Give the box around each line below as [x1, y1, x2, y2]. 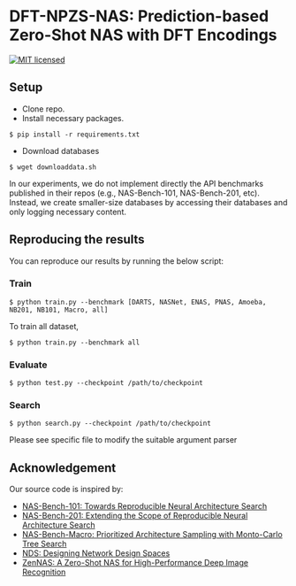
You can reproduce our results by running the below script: [9, 255, 224, 266]
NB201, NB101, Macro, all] [9, 305, 109, 314]
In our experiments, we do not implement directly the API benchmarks [9, 178, 263, 189]
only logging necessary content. [9, 206, 126, 217]
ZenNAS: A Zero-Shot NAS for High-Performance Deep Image [21, 558, 249, 568]
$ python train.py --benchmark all [9, 338, 140, 347]
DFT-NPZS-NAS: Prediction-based [9, 6, 269, 27]
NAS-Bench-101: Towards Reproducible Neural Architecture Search [21, 501, 268, 512]
